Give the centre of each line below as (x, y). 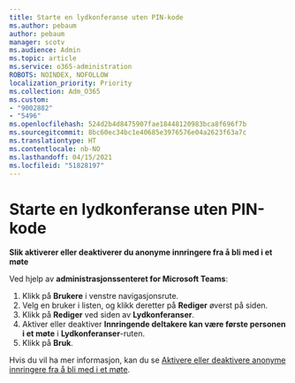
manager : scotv (37, 42)
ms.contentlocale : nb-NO (55, 149)
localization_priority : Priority (71, 83)
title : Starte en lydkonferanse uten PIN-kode (96, 17)
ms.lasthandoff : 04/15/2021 (61, 157)
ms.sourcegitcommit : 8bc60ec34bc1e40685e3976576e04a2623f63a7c (128, 133)
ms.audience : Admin (45, 50)
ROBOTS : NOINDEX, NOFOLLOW (59, 75)
